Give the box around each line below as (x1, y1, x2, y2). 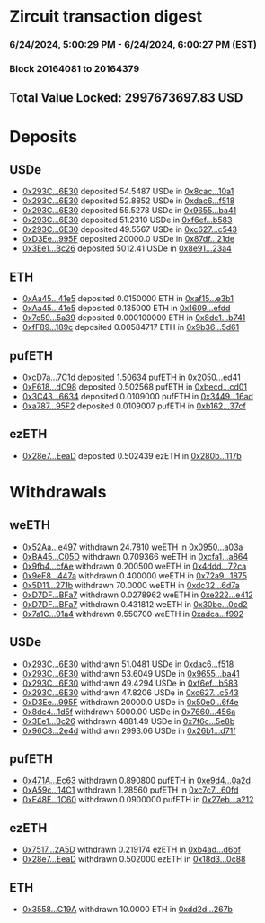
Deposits (9, 126, 78, 147)
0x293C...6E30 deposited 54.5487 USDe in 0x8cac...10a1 (22, 186, 234, 197)
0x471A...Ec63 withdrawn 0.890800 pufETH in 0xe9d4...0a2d (22, 775, 252, 786)
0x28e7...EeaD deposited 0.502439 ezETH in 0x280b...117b (22, 450, 243, 461)
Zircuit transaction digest (9, 6, 203, 27)
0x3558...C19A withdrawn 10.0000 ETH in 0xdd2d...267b (22, 904, 234, 915)
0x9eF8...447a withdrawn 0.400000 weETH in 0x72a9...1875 (22, 569, 247, 581)
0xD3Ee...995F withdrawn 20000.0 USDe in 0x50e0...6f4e (22, 696, 239, 707)
